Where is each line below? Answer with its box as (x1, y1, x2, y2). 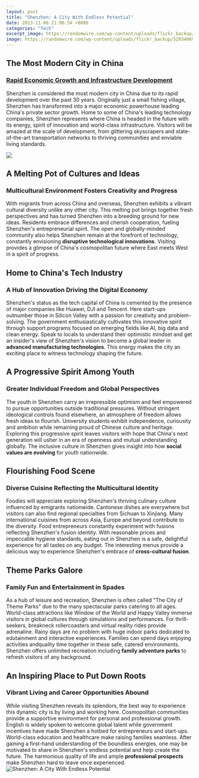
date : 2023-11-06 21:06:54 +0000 (6, 20, 89, 26)
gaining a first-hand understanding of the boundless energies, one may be (6, 740, 188, 747)
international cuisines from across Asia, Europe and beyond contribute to (6, 516, 184, 523)
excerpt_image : (6, 31, 44, 37)
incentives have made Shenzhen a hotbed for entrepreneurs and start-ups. (6, 727, 189, 735)
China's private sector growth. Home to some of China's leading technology (6, 108, 192, 116)
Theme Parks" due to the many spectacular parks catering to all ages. (6, 603, 177, 610)
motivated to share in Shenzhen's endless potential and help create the (6, 746, 180, 753)
